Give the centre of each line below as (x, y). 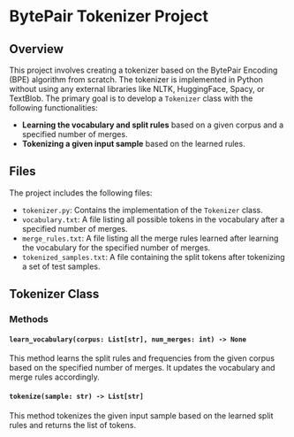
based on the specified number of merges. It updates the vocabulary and (142, 368)
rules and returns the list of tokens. (73, 425)
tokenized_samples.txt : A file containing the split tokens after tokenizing (153, 257)
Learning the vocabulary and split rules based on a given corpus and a (153, 125)
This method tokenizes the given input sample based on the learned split (141, 415)
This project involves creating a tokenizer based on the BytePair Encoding (143, 70)
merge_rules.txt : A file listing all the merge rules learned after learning (150, 238)
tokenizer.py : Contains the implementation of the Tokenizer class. (142, 210)
